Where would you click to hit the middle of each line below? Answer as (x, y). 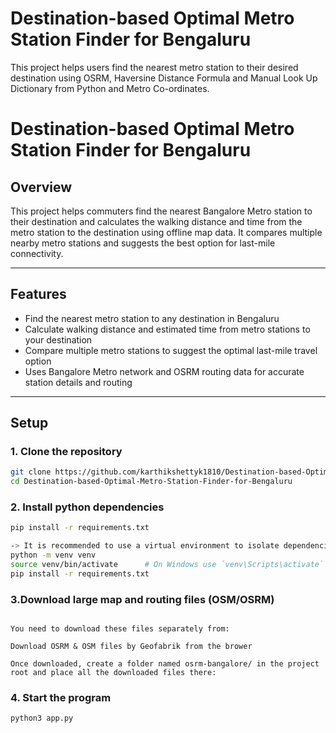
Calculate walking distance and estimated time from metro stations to (167, 329)
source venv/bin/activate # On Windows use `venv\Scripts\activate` (167, 565)
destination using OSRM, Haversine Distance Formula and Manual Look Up (164, 78)
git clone (31, 472)
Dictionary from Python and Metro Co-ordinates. (110, 88)
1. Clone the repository (66, 452)
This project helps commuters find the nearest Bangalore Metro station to (161, 211)
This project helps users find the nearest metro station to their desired (154, 67)
